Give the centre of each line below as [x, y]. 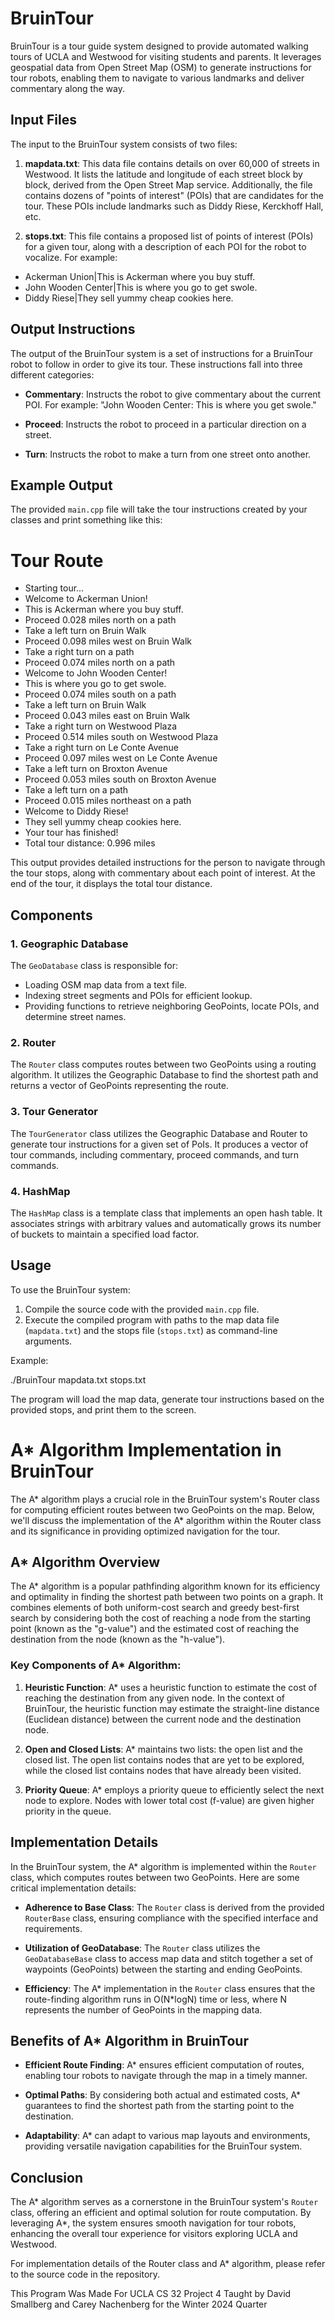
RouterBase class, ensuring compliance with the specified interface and [171, 1918]
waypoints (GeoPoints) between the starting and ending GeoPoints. [163, 1969]
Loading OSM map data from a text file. [106, 985]
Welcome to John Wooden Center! [96, 673]
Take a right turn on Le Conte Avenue [101, 748]
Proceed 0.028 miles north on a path [100, 620]
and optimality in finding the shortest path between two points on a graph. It [167, 1597]
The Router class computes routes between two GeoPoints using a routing [163, 1064]
